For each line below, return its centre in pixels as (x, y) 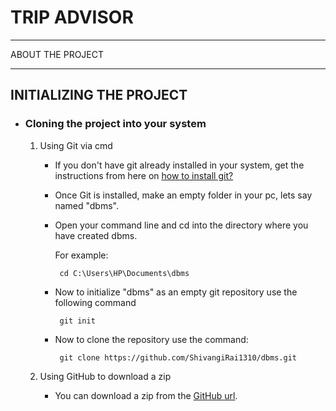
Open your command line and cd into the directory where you (181, 225)
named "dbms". (86, 205)
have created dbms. (96, 235)
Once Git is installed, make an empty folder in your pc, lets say (183, 195)
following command (95, 302)
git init (77, 321)
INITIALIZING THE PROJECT (99, 95)
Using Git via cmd (76, 145)
